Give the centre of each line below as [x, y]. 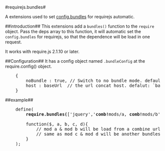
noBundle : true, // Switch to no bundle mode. [84, 81]
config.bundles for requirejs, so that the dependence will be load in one [78, 37]
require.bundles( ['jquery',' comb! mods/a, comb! [84, 114]
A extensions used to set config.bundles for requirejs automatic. [70, 17]
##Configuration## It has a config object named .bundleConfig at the [75, 61]
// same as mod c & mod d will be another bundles [98, 134]
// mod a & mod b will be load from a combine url [98, 129]
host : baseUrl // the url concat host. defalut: [88, 86]
